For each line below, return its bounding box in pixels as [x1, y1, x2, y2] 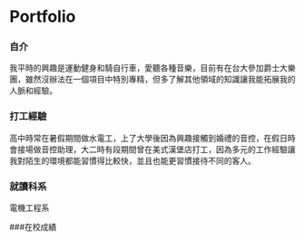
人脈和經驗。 [9, 85, 57, 96]
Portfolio [9, 6, 76, 27]
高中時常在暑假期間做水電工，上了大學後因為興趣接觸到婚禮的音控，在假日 [9, 132, 288, 143]
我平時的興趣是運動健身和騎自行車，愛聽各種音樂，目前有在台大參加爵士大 [9, 63, 288, 73]
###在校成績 [9, 222, 57, 233]
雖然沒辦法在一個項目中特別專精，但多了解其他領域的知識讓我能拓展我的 [25, 74, 296, 85]
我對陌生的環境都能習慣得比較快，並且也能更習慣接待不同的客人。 [9, 155, 256, 166]
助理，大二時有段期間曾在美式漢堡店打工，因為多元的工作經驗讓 [56, 143, 296, 155]
